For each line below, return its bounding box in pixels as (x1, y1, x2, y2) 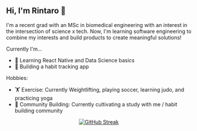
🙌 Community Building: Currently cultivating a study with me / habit (14, 100, 178, 108)
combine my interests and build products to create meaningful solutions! (6, 33, 182, 41)
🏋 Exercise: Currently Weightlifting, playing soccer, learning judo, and (14, 86, 185, 93)
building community (14, 107, 63, 114)
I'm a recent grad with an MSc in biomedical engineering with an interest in (6, 21, 188, 28)
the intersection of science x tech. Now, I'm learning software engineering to (6, 28, 192, 35)
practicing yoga (14, 95, 53, 102)
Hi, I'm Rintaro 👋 (6, 6, 66, 16)
